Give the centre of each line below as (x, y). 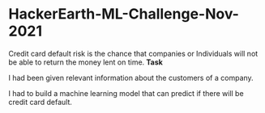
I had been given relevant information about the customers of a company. (131, 77)
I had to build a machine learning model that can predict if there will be (126, 93)
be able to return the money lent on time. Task (86, 62)
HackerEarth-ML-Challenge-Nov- (124, 14)
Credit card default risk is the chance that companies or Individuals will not (133, 53)
